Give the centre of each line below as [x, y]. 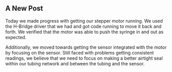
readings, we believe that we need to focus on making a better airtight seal [84, 58]
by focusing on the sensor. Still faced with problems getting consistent [80, 52]
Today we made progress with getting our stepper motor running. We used [84, 21]
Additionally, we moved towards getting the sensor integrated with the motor [86, 47]
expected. [16, 37]
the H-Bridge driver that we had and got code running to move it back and [83, 26]
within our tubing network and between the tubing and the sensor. [75, 63]
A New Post [24, 8]
